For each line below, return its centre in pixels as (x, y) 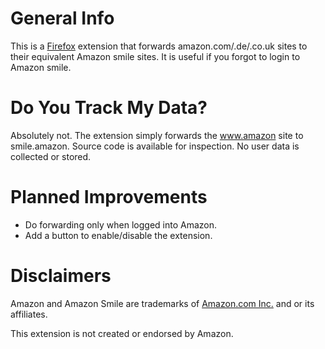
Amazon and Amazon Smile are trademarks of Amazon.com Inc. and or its (162, 303)
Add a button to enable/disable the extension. (118, 235)
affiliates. (29, 314)
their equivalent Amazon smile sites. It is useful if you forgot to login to (155, 56)
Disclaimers (61, 276)
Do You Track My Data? (109, 108)
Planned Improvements (109, 197)
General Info (62, 18)
